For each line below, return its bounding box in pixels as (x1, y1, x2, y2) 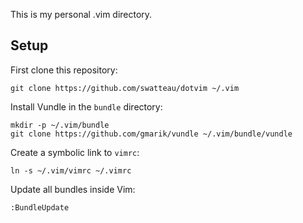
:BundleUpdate (10, 202, 70, 213)
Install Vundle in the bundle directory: (10, 100, 163, 113)
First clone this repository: (10, 64, 118, 76)
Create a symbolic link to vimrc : (10, 146, 140, 158)
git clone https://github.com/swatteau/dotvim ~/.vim (10, 83, 240, 93)
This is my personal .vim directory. (10, 9, 153, 20)
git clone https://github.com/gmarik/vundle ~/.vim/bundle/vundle (10, 129, 293, 139)
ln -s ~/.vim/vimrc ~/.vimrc (10, 165, 132, 176)
